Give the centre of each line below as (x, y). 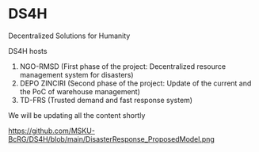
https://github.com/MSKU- (51, 131)
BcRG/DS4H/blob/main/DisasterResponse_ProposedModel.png (112, 139)
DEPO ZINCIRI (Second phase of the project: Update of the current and (135, 83)
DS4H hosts (28, 51)
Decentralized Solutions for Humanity (69, 36)
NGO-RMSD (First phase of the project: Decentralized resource (123, 66)
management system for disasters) (76, 74)
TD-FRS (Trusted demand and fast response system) (106, 100)
